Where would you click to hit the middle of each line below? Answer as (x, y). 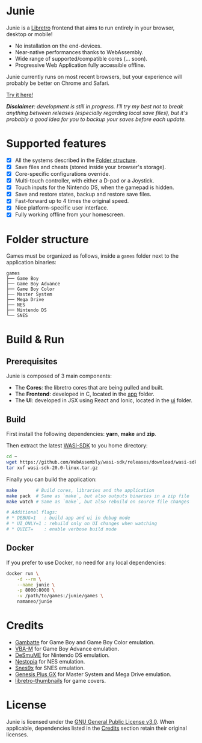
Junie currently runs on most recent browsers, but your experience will (94, 76)
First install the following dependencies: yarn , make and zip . (81, 434)
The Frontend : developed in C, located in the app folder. (84, 394)
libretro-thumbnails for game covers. (60, 680)
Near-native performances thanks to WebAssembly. (79, 52)
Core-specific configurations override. (63, 174)
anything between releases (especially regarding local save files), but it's (97, 113)
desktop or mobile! (29, 34)
